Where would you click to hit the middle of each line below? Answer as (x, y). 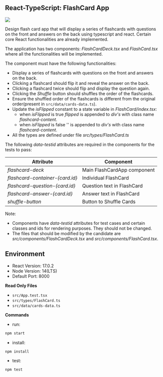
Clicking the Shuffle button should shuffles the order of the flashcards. (83, 93)
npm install (17, 351)
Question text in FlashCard (112, 186)
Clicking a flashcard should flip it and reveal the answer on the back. (81, 83)
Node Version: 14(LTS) (35, 271)
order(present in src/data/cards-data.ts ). (54, 104)
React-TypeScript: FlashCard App (57, 8)
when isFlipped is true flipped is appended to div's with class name (87, 114)
